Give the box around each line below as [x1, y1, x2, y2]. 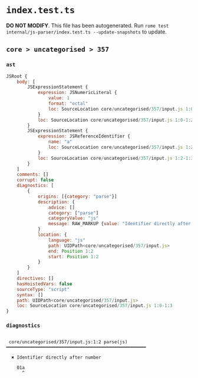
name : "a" [48, 139, 72, 145]
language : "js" [48, 237, 85, 243]
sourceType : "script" [16, 286, 70, 292]
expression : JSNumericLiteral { [37, 90, 117, 96]
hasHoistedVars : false [16, 281, 72, 287]
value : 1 [48, 95, 70, 101]
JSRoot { [6, 73, 28, 79]
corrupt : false [16, 177, 54, 183]
